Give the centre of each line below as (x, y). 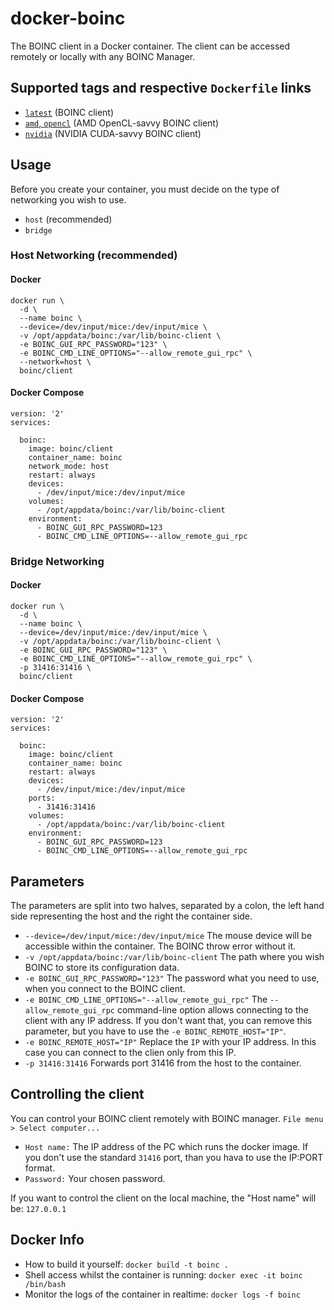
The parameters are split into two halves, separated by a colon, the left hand (167, 906)
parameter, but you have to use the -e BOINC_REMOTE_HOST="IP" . (155, 1031)
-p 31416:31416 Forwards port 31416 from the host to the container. (163, 1063)
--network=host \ (55, 362)
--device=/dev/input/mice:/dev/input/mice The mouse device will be (168, 936)
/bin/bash (45, 1284)
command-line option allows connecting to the (212, 1010)
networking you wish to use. (68, 199)
